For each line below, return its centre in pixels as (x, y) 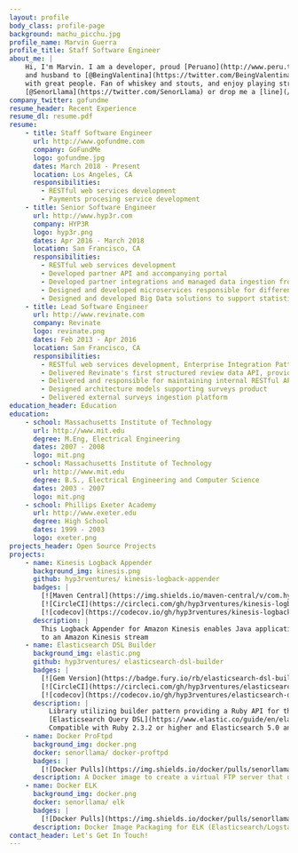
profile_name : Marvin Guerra (63, 42)
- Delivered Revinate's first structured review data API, (153, 373)
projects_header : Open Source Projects (83, 546)
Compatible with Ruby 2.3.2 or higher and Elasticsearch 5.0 (164, 728)
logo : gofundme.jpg (68, 158)
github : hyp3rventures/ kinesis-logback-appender (126, 579)
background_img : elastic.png (86, 654)
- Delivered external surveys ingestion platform (134, 398)
